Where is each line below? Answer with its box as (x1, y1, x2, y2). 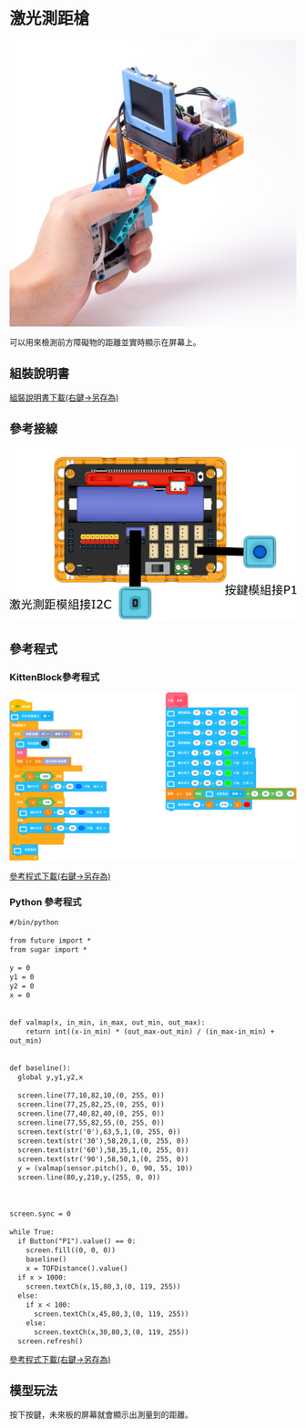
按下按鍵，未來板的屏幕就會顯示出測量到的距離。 (9, 1409, 193, 1420)
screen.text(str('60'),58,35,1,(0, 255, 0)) (17, 1146, 189, 1155)
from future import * (9, 936, 92, 945)
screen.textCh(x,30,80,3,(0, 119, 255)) (33, 1328, 189, 1337)
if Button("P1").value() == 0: (17, 1237, 137, 1246)
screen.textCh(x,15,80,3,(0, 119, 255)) (25, 1282, 181, 1291)
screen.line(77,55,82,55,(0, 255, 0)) (17, 1118, 166, 1127)
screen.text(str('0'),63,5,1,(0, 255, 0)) (17, 1127, 181, 1137)
